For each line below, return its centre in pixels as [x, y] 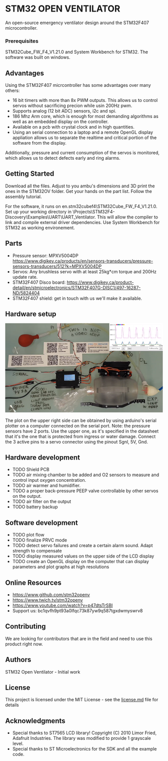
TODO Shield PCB [31, 470]
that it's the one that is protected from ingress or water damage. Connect [80, 436]
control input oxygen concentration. [49, 480]
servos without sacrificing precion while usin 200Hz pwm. [72, 105]
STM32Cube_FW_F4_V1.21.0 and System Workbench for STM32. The [77, 52]
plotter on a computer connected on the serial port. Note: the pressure [78, 425]
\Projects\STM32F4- [93, 211]
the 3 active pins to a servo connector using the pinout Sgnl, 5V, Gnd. [77, 442]
